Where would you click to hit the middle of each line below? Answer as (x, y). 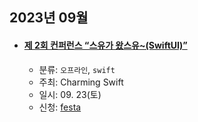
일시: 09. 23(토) (70, 94)
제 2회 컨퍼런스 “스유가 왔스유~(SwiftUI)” (105, 45)
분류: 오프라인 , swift (77, 69)
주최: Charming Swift (81, 82)
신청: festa (60, 107)
